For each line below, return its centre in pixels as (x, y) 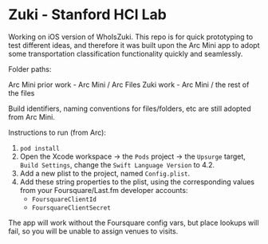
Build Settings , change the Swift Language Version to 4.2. (117, 164)
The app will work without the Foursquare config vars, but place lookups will (134, 222)
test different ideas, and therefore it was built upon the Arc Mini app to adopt (134, 45)
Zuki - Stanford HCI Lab (88, 15)
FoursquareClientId (64, 199)
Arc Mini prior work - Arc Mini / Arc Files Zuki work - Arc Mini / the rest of (129, 85)
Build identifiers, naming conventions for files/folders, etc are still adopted (130, 108)
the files (22, 92)
